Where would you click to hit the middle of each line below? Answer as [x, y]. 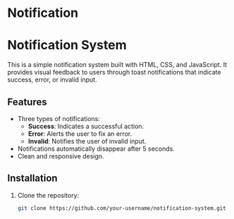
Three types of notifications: [58, 118]
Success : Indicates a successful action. [86, 126]
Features [27, 102]
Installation [32, 179]
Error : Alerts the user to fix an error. [80, 133]
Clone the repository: [48, 195]
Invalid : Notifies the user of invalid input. [87, 141]
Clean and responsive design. [61, 156]
